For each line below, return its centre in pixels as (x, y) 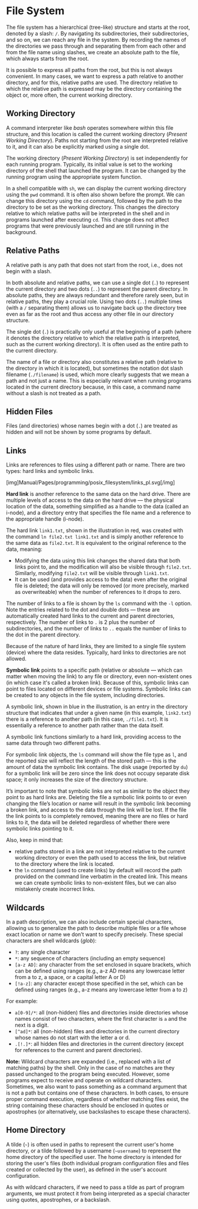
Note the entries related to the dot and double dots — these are (83, 610)
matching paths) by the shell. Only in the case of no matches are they (90, 1068)
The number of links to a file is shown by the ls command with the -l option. (99, 603)
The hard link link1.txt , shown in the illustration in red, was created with (95, 530)
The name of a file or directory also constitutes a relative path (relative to (95, 362)
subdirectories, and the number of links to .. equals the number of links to (96, 629)
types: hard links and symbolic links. (50, 471)
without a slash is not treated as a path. (54, 393)
